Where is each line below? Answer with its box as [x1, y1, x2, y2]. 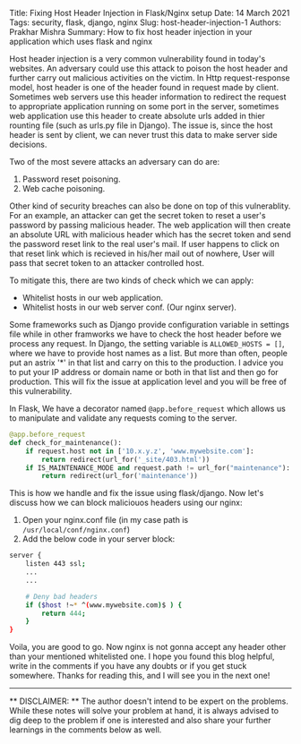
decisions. [9, 139, 47, 150]
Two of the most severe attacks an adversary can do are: [9, 157, 220, 167]
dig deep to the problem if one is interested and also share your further [9, 715, 271, 726]
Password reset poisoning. [21, 174, 121, 184]
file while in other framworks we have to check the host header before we [9, 329, 282, 339]
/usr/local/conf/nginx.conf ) [21, 524, 131, 535]
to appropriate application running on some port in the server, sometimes [9, 101, 279, 111]
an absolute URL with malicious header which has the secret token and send [9, 229, 291, 240]
